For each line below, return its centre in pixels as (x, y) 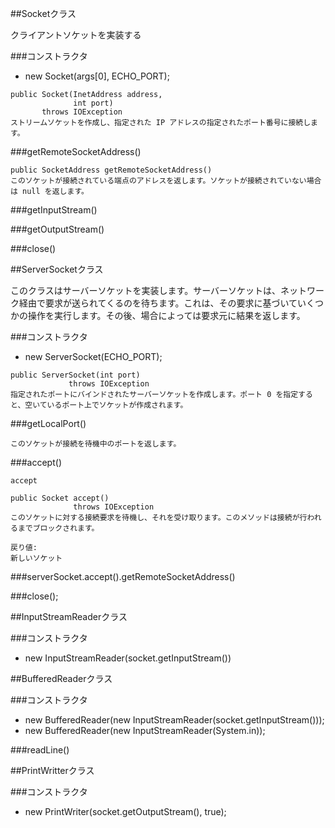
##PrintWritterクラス (52, 770)
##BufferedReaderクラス (61, 678)
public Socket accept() (60, 498)
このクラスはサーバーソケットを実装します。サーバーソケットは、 (146, 290)
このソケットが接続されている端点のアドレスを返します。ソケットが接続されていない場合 (166, 181)
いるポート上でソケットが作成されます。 (117, 405)
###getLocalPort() (48, 423)
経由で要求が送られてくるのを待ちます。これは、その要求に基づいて (158, 303)
